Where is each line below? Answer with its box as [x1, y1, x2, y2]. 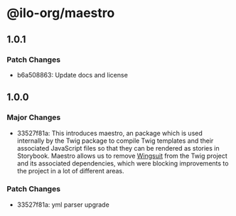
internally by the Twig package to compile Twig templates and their [16, 136, 214, 145]
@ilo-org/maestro [6, 5, 115, 21]
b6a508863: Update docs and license [16, 70, 129, 79]
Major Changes [6, 112, 61, 122]
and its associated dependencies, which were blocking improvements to [16, 158, 229, 168]
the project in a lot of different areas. [16, 166, 125, 175]
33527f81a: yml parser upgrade [16, 200, 109, 209]
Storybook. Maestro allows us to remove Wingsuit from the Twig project [16, 151, 228, 160]
